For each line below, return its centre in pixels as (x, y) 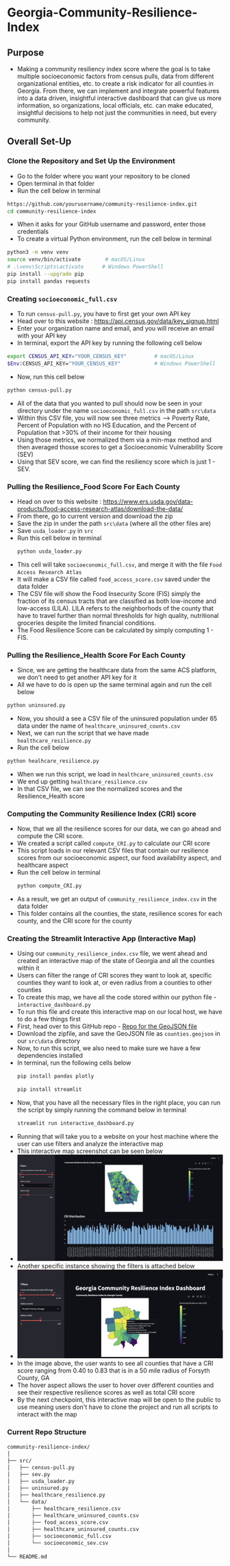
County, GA (33, 1378)
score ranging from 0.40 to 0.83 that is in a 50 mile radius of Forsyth (113, 1371)
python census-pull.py (39, 390)
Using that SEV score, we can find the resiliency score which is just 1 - (116, 462)
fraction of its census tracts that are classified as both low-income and (117, 601)
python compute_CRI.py (49, 886)
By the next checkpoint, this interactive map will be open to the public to (119, 1400)
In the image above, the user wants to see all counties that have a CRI (115, 1364)
